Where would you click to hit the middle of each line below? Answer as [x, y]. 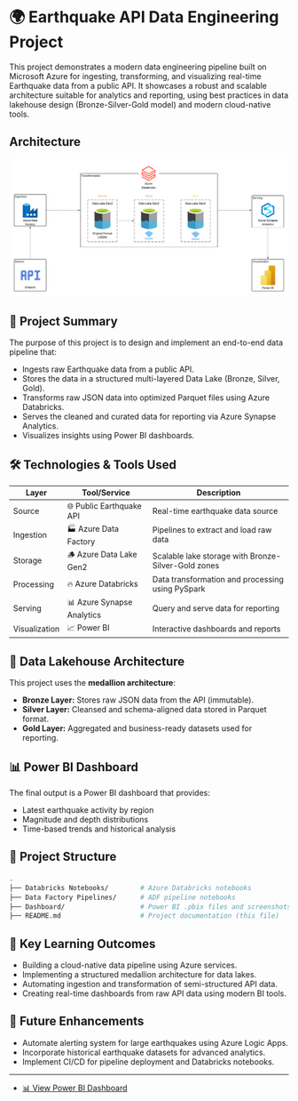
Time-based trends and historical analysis [98, 829]
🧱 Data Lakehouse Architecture [97, 661]
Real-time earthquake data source [215, 510]
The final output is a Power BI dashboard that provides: [110, 793]
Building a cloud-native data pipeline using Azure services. [129, 965]
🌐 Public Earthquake [104, 506]
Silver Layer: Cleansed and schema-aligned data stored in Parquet [144, 710]
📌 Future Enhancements [77, 1021]
